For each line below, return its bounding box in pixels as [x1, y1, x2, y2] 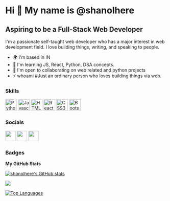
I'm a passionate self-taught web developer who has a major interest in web [5, 38, 165, 44]
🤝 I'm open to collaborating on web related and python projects [12, 67, 146, 73]
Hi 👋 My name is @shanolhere [5, 5, 134, 16]
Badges [5, 149, 25, 156]
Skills [5, 87, 19, 94]
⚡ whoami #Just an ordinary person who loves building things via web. [12, 73, 162, 79]
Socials [5, 119, 24, 126]
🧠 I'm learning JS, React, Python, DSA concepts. [12, 61, 115, 68]
